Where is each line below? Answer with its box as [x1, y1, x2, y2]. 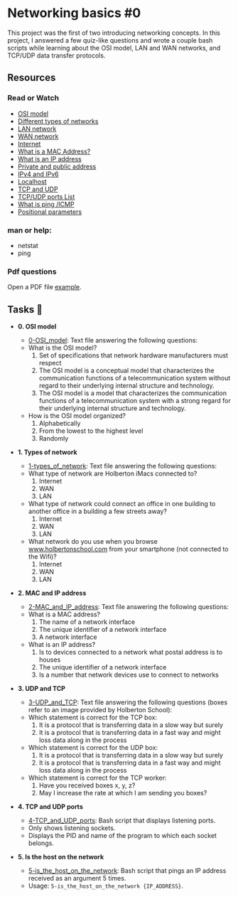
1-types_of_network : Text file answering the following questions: [28, 462, 217, 471]
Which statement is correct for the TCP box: [28, 713, 158, 722]
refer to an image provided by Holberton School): [28, 706, 173, 714]
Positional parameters [17, 208, 82, 216]
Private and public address [17, 162, 97, 171]
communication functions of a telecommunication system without [38, 374, 231, 382]
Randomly [38, 434, 69, 443]
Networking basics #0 [7, 5, 141, 21]
